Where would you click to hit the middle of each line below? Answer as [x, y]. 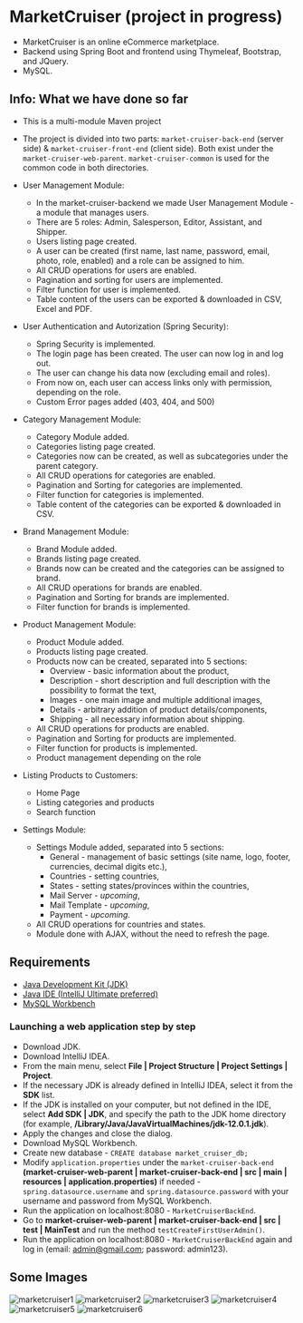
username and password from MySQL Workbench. [117, 1201]
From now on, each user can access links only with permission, [154, 382]
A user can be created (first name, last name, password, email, [153, 250]
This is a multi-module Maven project [92, 121]
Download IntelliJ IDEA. [66, 1056]
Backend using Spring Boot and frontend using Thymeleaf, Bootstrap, [152, 51]
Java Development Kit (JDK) [75, 984]
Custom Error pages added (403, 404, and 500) [125, 402]
